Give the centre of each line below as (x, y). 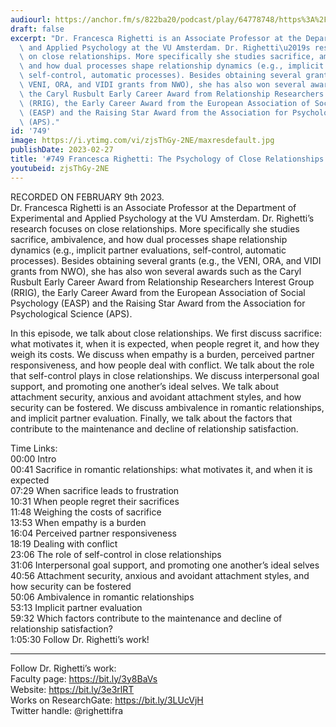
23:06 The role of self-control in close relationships (116, 554)
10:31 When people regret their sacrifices (95, 501)
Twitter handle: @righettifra (67, 710)
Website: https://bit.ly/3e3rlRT (72, 689)
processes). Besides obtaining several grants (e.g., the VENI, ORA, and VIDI (166, 260)
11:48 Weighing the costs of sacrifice (86, 512)
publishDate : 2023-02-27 (62, 150)
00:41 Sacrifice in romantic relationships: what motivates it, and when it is (161, 469)
